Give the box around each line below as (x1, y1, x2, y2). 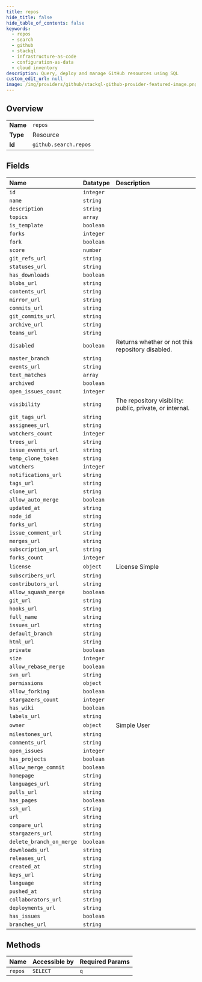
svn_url (9, 671, 31, 678)
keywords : (6, 25, 31, 32)
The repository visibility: (115, 396, 184, 405)
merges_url (9, 538, 40, 544)
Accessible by (32, 957, 74, 966)
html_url (9, 638, 34, 645)
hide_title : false (6, 14, 52, 20)
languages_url (9, 780, 50, 787)
